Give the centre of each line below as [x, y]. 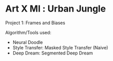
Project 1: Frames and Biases [35, 23]
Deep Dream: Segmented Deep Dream [53, 53]
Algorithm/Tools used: [28, 32]
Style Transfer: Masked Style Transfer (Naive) [60, 47]
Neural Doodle [28, 42]
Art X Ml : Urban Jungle [56, 9]
